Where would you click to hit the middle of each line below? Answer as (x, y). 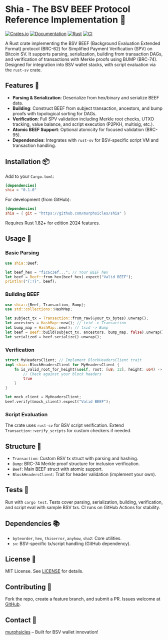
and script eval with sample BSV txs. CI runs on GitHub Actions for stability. (83, 507)
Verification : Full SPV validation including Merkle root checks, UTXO (83, 119)
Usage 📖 (18, 239)
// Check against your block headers (62, 374)
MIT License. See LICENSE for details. (44, 571)
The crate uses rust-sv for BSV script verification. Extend (64, 425)
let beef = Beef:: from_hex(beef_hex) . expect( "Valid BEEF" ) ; (69, 277)
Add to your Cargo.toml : (30, 176)
